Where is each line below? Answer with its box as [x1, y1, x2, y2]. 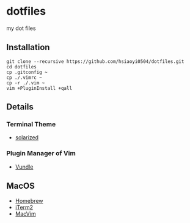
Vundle [15, 163, 34, 170]
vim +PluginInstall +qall [6, 85, 72, 91]
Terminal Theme [6, 120, 56, 129]
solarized [15, 134, 38, 141]
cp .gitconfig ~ [6, 69, 48, 75]
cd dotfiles [6, 64, 37, 70]
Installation [6, 42, 50, 53]
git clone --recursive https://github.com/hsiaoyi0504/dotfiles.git [6, 58, 185, 65]
